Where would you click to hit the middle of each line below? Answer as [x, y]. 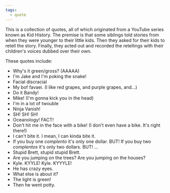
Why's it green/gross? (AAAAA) [46, 71]
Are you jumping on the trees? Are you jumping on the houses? [79, 158]
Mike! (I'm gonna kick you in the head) [53, 98]
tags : [11, 10]
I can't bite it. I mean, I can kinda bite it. [54, 136]
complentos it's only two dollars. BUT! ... [55, 147]
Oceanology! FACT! [33, 119]
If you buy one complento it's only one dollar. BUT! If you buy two [82, 141]
